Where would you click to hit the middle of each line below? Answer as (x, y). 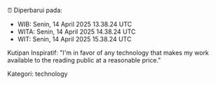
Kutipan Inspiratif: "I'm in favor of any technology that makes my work (108, 53)
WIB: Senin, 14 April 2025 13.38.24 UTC (74, 24)
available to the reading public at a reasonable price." (84, 60)
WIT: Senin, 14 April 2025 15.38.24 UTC (74, 39)
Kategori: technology (38, 74)
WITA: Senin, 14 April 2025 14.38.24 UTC (76, 32)
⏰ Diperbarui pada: (35, 10)
